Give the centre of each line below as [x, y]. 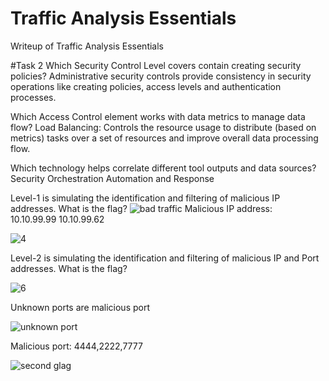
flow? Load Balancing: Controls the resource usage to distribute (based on [163, 127]
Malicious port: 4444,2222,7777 [76, 346]
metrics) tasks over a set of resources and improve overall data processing [164, 138]
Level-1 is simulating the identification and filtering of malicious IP [145, 198]
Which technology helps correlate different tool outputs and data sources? [163, 168]
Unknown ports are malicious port [80, 307]
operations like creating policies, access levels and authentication [146, 86]
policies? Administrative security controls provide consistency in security [161, 76]
